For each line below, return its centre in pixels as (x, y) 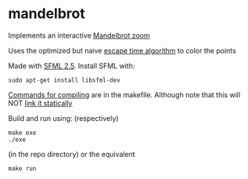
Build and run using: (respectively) (63, 118)
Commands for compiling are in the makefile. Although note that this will (124, 94)
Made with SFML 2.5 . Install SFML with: (72, 66)
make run (22, 168)
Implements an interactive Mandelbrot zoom (79, 35)
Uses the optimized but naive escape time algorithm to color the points (122, 50)
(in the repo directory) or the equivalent (72, 154)
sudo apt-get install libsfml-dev (65, 80)
